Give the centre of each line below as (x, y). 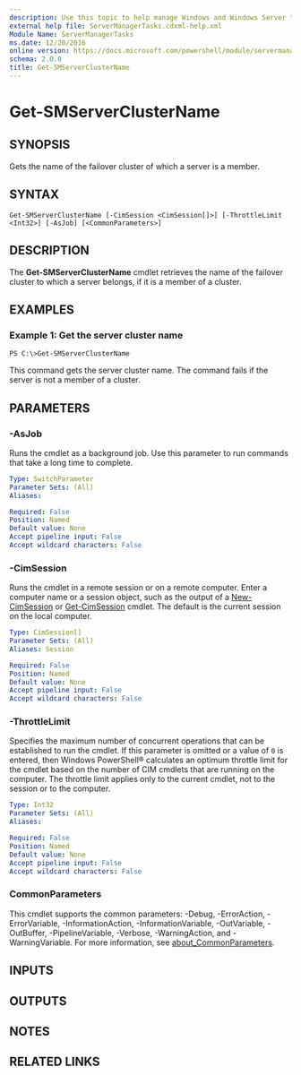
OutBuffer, (28, 933)
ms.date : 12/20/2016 (48, 43)
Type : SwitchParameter (52, 479)
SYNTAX (34, 195)
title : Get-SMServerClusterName (69, 68)
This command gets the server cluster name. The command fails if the (139, 370)
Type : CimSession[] (46, 632)
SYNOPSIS (40, 145)
